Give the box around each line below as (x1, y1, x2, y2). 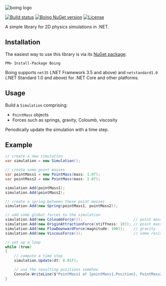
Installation (5, 38, 41, 46)
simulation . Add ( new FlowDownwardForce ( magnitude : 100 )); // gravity (5, 226, 156, 231)
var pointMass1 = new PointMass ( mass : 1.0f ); (5, 172, 100, 177)
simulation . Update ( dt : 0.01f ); (14, 258, 79, 263)
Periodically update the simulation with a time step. (5, 126, 109, 132)
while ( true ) (5, 245, 32, 249)
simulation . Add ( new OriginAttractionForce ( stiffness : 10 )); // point (5, 222, 152, 227)
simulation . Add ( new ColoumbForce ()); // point (5, 217, 152, 222)
